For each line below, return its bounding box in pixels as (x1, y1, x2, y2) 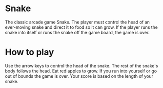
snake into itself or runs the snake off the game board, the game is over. (5, 29, 150, 35)
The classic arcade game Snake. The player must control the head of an (5, 19, 150, 25)
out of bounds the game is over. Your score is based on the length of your (5, 73, 154, 79)
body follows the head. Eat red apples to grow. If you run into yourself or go (5, 68, 157, 74)
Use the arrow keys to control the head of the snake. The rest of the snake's (5, 63, 158, 68)
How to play (5, 47, 54, 58)
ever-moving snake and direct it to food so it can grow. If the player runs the (5, 24, 158, 30)
